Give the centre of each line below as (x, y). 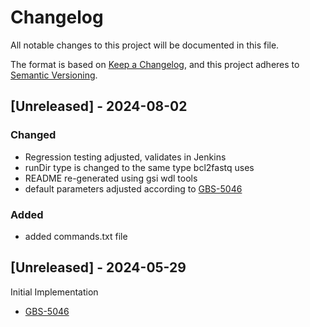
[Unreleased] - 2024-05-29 (98, 267)
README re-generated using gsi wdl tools (111, 178)
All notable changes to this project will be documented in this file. (145, 45)
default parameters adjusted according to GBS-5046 (133, 188)
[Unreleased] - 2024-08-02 (99, 106)
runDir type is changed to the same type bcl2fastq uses (139, 167)
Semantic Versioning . (54, 75)
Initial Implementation (54, 292)
